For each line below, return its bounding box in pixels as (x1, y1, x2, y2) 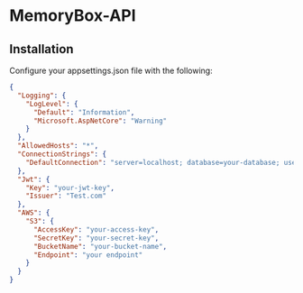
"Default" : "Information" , (32, 107, 135, 117)
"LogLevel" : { (25, 99, 78, 108)
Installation (9, 41, 74, 57)
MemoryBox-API (9, 5, 137, 26)
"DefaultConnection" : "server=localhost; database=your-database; (25, 158, 280, 167)
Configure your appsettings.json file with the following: (9, 65, 214, 76)
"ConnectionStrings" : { (17, 150, 106, 159)
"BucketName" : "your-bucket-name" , (32, 242, 168, 251)
